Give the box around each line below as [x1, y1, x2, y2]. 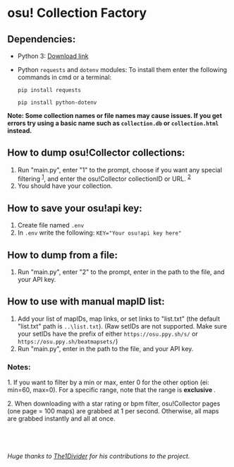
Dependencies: [7, 33, 76, 45]
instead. [7, 126, 32, 135]
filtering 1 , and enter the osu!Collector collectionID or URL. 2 [17, 173, 192, 183]
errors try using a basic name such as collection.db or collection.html [7, 119, 219, 127]
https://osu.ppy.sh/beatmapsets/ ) [17, 337, 118, 345]
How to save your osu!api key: [7, 202, 142, 214]
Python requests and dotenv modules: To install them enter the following [17, 66, 228, 73]
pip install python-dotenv [17, 99, 97, 106]
